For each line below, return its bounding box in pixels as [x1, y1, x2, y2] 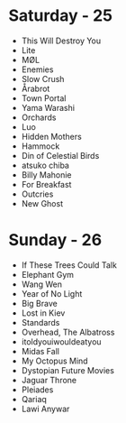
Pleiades [21, 384, 54, 395]
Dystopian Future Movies [21, 364, 114, 375]
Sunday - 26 [8, 230, 103, 251]
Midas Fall [21, 345, 60, 356]
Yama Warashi [21, 102, 76, 113]
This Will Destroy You [21, 35, 102, 46]
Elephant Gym [21, 269, 74, 280]
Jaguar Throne [21, 374, 77, 385]
